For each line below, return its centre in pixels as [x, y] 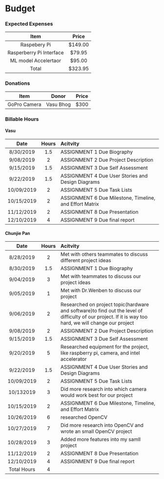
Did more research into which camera [103, 389]
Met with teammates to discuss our [101, 277]
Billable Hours [22, 119]
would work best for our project [96, 395]
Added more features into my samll [100, 439]
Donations [18, 83]
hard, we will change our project [97, 323]
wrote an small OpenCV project [96, 431]
